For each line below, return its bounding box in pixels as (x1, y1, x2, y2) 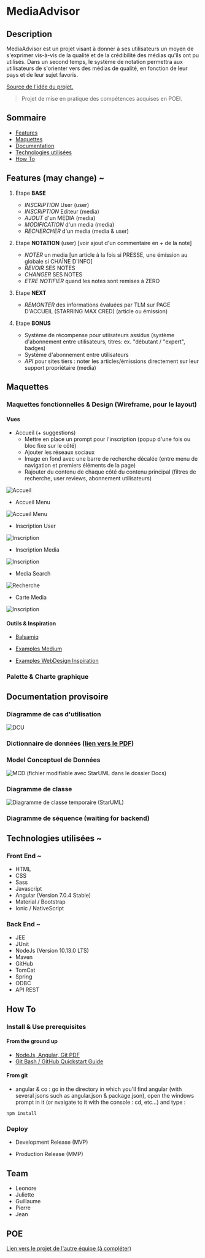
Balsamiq (15, 633, 39, 641)
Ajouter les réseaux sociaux (24, 448, 95, 456)
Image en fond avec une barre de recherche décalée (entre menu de (24, 455, 198, 463)
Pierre (15, 1204, 31, 1211)
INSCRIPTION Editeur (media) (24, 208, 99, 215)
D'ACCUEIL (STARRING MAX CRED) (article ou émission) (24, 307, 168, 314)
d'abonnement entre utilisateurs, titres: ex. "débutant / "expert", (24, 338, 185, 345)
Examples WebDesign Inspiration (15, 657, 99, 665)
